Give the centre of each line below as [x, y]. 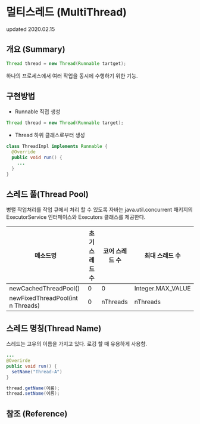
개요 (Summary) [36, 49]
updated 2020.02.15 [31, 29]
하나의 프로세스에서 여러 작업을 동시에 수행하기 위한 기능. [72, 76]
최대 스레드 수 [162, 256]
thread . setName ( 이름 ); [33, 394]
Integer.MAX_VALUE [162, 289]
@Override [24, 152]
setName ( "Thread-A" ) [37, 372]
